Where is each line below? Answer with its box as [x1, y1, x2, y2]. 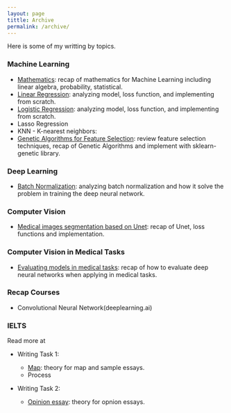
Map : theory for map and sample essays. [27, 364, 145, 372]
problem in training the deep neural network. [17, 189, 145, 198]
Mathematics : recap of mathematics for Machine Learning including [17, 75, 212, 83]
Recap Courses [7, 287, 60, 297]
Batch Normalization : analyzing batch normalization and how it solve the [17, 182, 224, 190]
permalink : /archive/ [7, 23, 70, 30]
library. [40, 149, 61, 157]
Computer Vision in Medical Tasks [7, 247, 125, 257]
